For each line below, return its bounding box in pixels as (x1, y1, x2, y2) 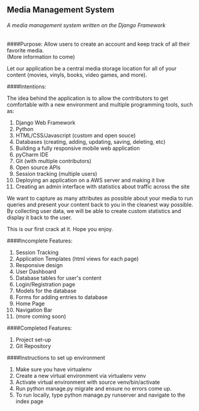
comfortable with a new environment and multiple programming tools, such (7, 100, 193, 108)
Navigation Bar (15, 306, 53, 314)
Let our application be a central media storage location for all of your (7, 64, 177, 72)
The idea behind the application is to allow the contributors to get (7, 94, 169, 102)
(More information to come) (7, 53, 75, 60)
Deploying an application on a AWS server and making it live (15, 176, 165, 184)
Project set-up (15, 336, 52, 343)
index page (15, 397, 44, 405)
